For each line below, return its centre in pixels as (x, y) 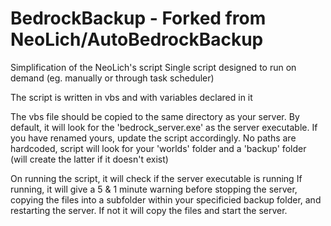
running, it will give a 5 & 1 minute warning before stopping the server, (154, 189)
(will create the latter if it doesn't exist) (89, 159)
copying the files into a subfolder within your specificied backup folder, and (166, 199)
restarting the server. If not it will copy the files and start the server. (149, 210)
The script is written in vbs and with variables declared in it (131, 97)
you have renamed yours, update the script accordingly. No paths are (153, 138)
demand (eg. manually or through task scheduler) (112, 78)
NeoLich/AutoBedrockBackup (137, 39)
